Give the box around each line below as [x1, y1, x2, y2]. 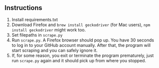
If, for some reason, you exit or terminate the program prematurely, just [11, 53, 154, 58]
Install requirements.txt [11, 16, 58, 22]
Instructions [4, 4, 42, 12]
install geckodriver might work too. [11, 27, 86, 33]
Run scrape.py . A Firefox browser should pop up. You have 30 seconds [11, 37, 154, 43]
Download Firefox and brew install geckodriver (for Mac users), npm [11, 22, 150, 27]
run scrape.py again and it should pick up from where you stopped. [11, 57, 146, 63]
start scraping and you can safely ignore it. [11, 47, 98, 53]
